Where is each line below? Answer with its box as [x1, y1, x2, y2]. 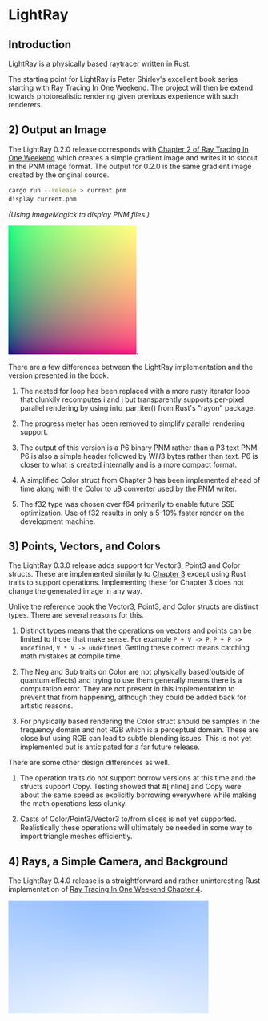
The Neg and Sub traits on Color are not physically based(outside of [19, 667, 245, 677]
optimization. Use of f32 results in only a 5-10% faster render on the [19, 508, 245, 517]
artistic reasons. [19, 701, 74, 711]
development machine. [19, 516, 96, 526]
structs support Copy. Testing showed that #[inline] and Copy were [19, 782, 242, 792]
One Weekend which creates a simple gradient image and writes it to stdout [8, 152, 258, 162]
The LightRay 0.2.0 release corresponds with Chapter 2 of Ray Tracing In [8, 144, 250, 154]
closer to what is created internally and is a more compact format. [19, 460, 238, 469]
